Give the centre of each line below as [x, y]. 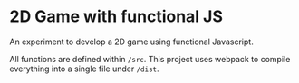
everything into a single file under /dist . [85, 69]
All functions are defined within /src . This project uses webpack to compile [150, 59]
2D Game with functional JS [116, 17]
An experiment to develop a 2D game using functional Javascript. [131, 41]
